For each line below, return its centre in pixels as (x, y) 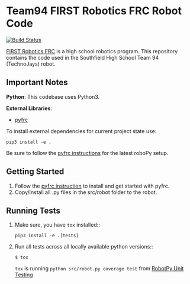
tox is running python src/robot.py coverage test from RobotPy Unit (99, 269)
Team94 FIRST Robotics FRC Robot (94, 11)
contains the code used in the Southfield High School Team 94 (83, 57)
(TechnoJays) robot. (31, 64)
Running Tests (33, 210)
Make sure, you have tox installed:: (57, 225)
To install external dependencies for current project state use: (81, 131)
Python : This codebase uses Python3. (53, 96)
